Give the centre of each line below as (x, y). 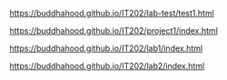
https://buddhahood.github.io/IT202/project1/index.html (113, 30)
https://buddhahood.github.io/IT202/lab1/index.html (106, 48)
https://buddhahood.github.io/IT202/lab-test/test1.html (112, 13)
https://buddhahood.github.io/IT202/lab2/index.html (107, 66)
